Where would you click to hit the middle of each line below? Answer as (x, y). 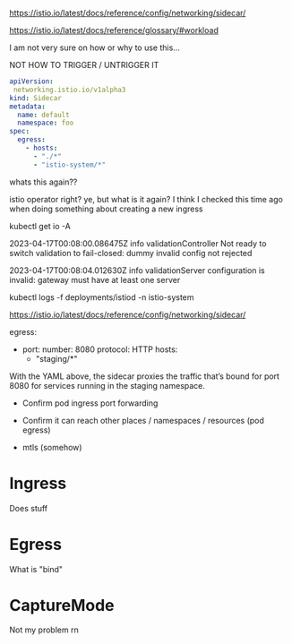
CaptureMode (62, 605)
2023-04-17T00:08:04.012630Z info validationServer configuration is (137, 270)
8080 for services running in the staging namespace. (107, 385)
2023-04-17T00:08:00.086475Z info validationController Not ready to (138, 243)
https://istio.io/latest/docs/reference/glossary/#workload (114, 30)
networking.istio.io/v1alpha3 (69, 90)
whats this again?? (43, 182)
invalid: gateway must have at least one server (95, 279)
